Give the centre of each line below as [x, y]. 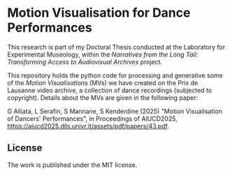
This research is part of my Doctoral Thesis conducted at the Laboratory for [116, 47]
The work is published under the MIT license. [72, 165]
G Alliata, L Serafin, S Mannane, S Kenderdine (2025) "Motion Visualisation [115, 111]
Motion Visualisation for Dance [99, 13]
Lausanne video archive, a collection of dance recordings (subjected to [110, 90]
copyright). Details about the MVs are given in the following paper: [103, 97]
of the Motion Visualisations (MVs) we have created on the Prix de [103, 82]
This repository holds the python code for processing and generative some [115, 75]
